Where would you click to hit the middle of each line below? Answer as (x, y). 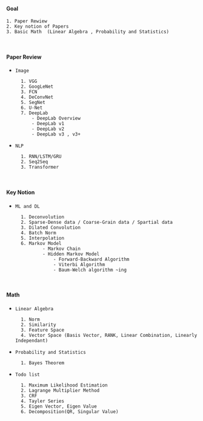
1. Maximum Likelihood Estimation (64, 385)
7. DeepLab (35, 113)
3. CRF (29, 396)
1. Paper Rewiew (27, 21)
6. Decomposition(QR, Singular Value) (70, 411)
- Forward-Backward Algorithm (92, 259)
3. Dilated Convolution (51, 227)
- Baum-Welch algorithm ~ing (90, 270)
